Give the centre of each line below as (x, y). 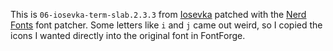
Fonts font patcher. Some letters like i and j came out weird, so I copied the (166, 25)
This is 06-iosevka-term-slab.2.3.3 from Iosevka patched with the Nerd (158, 14)
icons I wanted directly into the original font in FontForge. (128, 35)
